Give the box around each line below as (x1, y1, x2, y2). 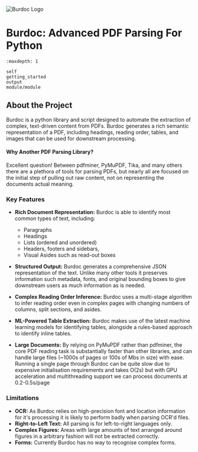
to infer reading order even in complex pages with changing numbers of (14, 299, 190, 307)
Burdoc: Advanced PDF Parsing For (6, 27, 182, 40)
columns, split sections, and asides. (14, 306, 102, 313)
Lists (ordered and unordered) (23, 239, 98, 246)
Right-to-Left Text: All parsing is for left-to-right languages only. (14, 420, 173, 427)
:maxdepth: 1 (6, 58, 38, 64)
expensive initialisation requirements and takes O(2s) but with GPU (14, 367, 177, 374)
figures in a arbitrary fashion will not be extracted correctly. (14, 432, 160, 440)
